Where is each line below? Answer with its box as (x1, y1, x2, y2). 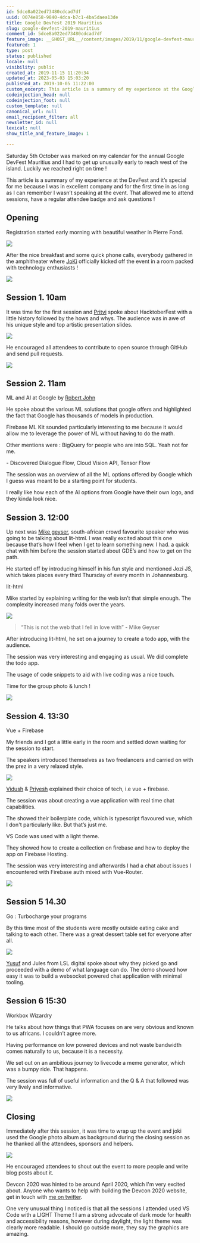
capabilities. (6, 803, 36, 810)
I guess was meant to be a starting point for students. (6, 478, 137, 485)
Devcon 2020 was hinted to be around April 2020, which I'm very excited (6, 1181, 186, 1188)
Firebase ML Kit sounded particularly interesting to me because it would (6, 424, 183, 431)
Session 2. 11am (6, 378, 67, 388)
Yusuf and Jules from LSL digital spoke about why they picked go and (6, 959, 178, 966)
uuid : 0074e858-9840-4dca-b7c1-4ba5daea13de (6, 14, 118, 20)
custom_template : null (6, 103, 62, 109)
